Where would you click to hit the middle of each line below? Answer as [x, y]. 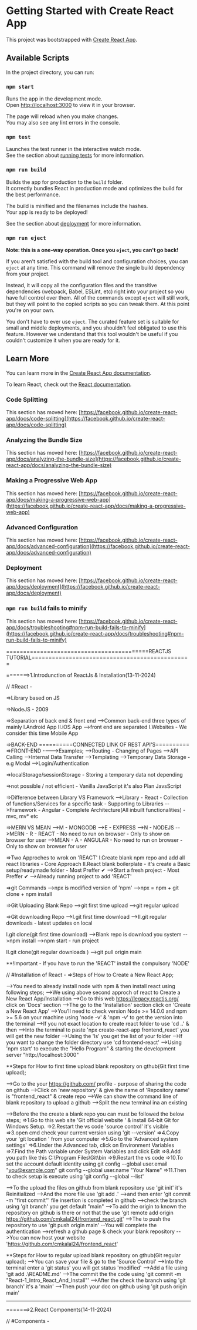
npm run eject [26, 238]
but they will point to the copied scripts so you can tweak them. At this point [98, 304]
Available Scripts [38, 58]
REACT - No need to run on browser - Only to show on [104, 834]
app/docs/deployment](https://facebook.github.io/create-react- [83, 587]
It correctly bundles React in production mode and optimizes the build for [94, 188]
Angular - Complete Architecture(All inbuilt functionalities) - [114, 810]
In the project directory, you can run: [50, 72]
